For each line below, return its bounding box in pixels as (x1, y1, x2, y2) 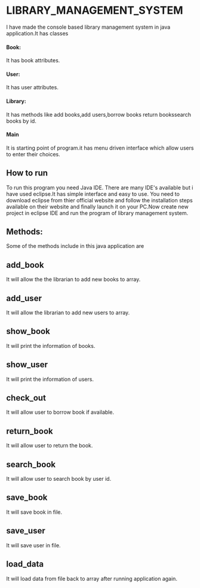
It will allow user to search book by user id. (6, 475, 112, 483)
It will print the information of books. (6, 342, 96, 349)
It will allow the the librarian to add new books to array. (6, 276, 141, 283)
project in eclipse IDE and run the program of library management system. (6, 209, 189, 216)
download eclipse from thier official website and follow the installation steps (6, 196, 193, 204)
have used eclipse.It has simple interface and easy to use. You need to (6, 190, 180, 198)
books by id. (6, 117, 37, 125)
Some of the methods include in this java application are (6, 243, 144, 250)
